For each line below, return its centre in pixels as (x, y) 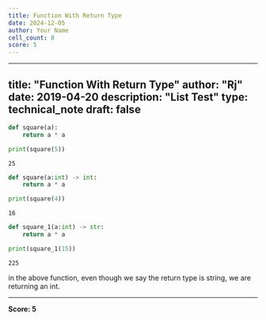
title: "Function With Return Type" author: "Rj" (125, 84)
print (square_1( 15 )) (42, 249)
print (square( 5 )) (37, 149)
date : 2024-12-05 (37, 23)
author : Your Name (38, 30)
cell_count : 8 (32, 38)
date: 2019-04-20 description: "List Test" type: (128, 97)
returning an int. (34, 286)
